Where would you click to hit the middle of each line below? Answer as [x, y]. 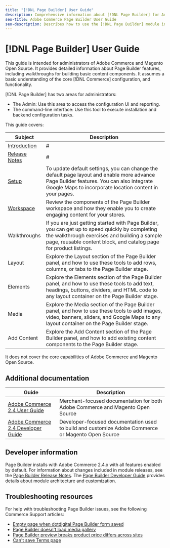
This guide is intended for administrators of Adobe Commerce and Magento [84, 63]
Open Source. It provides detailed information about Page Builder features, [83, 68]
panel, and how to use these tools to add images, [104, 311]
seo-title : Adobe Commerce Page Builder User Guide [61, 19]
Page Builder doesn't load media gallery [54, 529]
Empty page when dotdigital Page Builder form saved [68, 524]
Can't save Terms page [37, 540]
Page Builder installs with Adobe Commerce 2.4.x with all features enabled [83, 465]
